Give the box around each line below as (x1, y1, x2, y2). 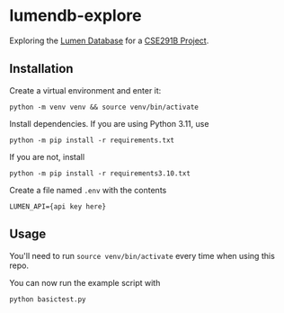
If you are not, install (9, 151, 85, 162)
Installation (9, 61, 74, 76)
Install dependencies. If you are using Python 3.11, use (9, 118, 209, 129)
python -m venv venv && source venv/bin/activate (9, 103, 200, 112)
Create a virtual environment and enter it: (9, 85, 162, 95)
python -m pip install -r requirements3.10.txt (9, 168, 191, 178)
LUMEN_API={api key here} (9, 201, 106, 211)
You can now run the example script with (9, 277, 161, 288)
